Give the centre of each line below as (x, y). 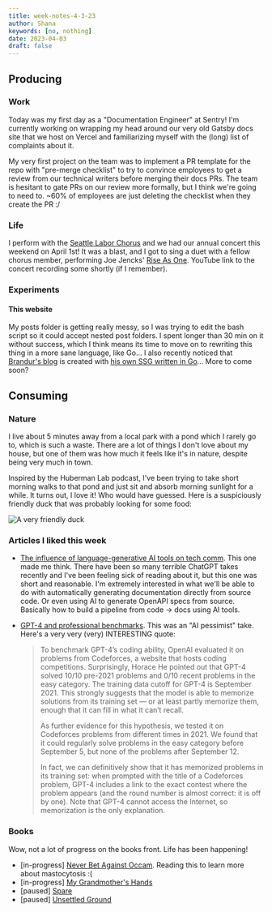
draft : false (30, 46)
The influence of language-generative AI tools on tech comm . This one (138, 558)
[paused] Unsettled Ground (66, 899)
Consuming (38, 395)
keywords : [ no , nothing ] (50, 31)
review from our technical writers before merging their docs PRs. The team (133, 178)
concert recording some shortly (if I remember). (88, 269)
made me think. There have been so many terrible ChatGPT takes (129, 567)
